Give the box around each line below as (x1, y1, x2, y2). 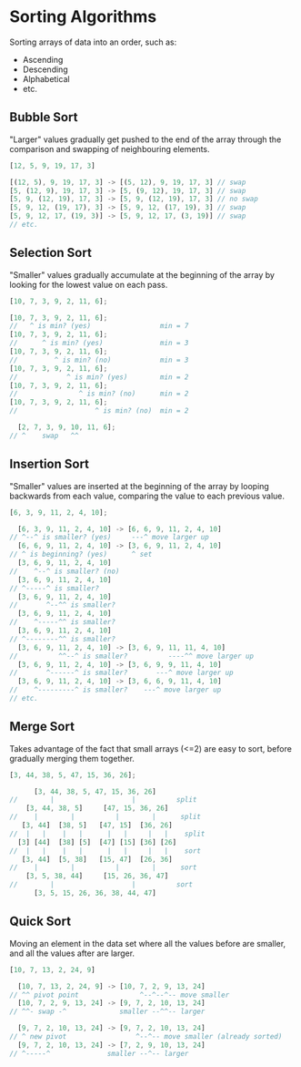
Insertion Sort (9, 457, 89, 472)
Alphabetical (22, 73, 70, 84)
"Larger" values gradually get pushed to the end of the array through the (9, 134, 282, 145)
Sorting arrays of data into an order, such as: (9, 36, 177, 47)
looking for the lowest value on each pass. (9, 279, 168, 290)
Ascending (22, 54, 64, 65)
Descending (22, 64, 68, 75)
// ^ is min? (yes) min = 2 (9, 372, 189, 382)
